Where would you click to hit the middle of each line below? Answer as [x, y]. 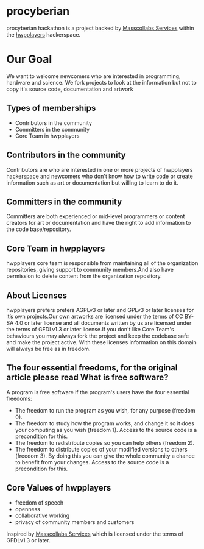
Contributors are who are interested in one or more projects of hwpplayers [100, 169]
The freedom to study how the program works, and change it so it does [105, 423]
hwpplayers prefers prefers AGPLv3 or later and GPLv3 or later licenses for [100, 310]
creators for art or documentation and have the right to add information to [99, 223]
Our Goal [29, 59]
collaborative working [42, 515]
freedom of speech [39, 502]
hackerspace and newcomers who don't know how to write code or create [100, 176]
